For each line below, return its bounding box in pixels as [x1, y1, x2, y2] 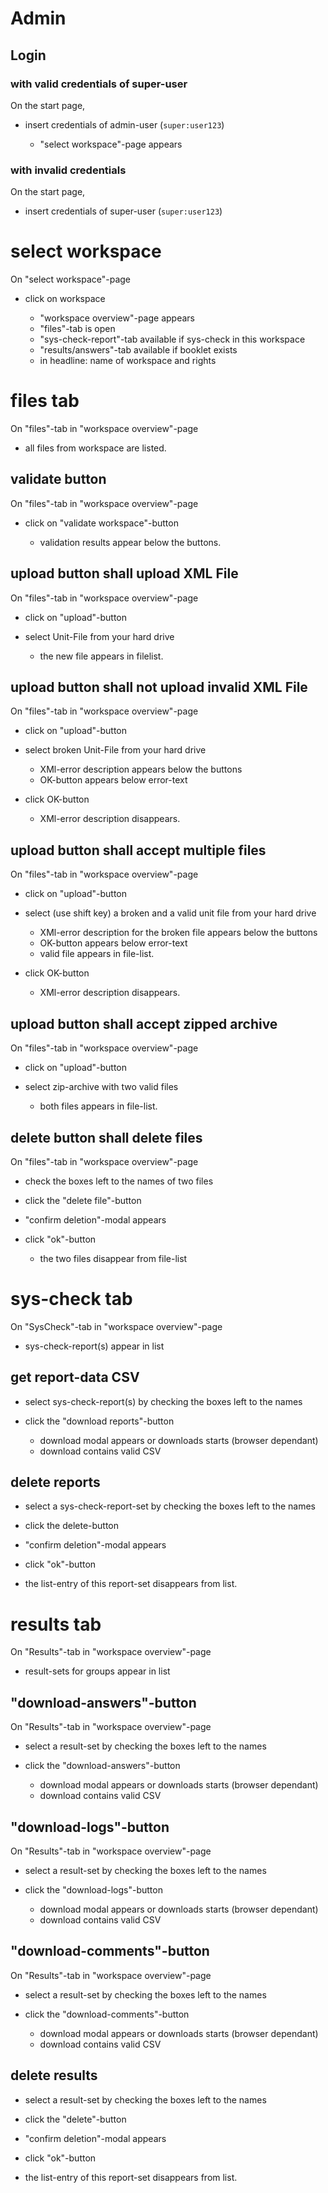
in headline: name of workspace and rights [39, 355, 217, 367]
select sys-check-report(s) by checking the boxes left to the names [24, 1395, 303, 1407]
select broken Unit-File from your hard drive [24, 744, 207, 756]
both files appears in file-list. [39, 1100, 158, 1112]
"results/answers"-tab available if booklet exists [39, 344, 238, 356]
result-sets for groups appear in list [24, 1665, 171, 1677]
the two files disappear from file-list [39, 1252, 188, 1264]
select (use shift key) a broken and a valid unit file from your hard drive [24, 907, 317, 919]
